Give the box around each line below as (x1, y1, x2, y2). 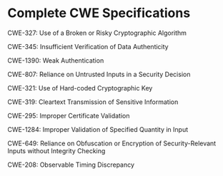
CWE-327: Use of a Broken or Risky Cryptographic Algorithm (7, 29, 187, 37)
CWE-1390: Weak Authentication (7, 56, 104, 65)
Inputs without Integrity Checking (7, 146, 106, 155)
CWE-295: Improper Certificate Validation (7, 111, 130, 120)
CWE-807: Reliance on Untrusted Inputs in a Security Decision (7, 70, 191, 78)
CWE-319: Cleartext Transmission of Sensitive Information (7, 98, 179, 106)
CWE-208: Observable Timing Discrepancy (7, 160, 134, 169)
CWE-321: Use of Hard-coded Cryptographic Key (7, 83, 153, 92)
